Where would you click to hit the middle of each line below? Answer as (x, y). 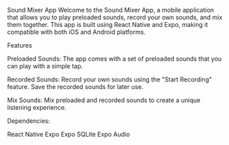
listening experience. (37, 107)
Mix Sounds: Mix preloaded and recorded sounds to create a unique (104, 100)
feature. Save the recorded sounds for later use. (75, 87)
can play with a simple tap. (45, 66)
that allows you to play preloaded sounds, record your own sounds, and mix (115, 17)
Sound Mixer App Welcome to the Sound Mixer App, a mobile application (111, 10)
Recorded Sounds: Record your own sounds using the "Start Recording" (110, 79)
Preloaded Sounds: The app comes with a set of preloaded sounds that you (114, 59)
